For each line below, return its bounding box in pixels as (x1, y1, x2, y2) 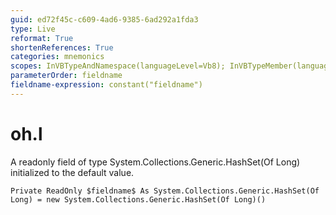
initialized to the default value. (10, 166, 135, 178)
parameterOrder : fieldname (10, 71, 123, 81)
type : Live (10, 24, 56, 34)
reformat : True (10, 33, 74, 43)
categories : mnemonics (10, 52, 105, 62)
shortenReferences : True (10, 42, 114, 53)
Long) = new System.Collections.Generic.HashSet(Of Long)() (10, 194, 267, 205)
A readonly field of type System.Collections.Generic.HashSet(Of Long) (10, 156, 301, 168)
